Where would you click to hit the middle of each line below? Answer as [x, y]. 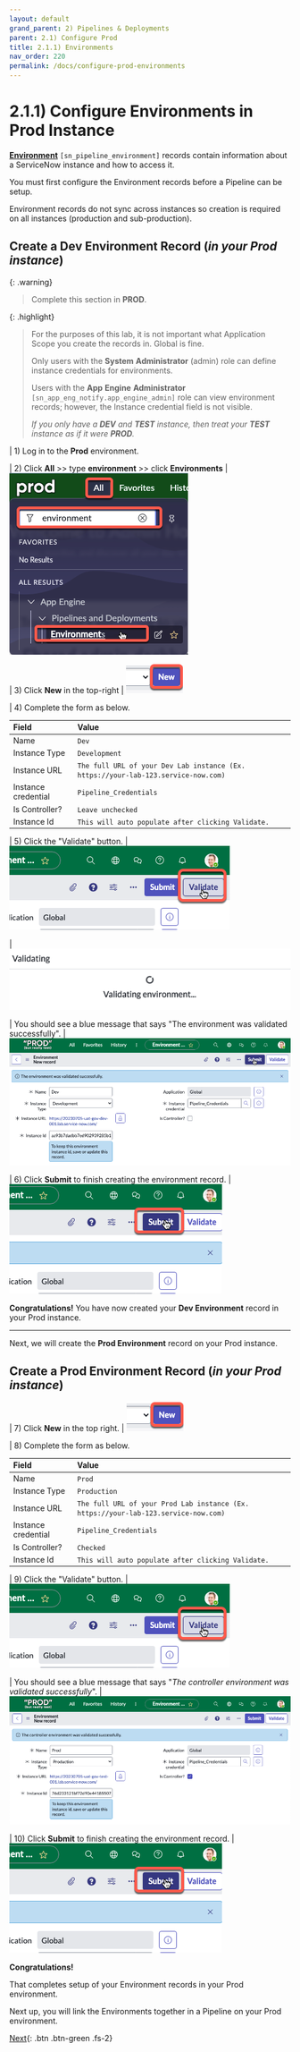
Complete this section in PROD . [89, 299]
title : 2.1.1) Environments [62, 47]
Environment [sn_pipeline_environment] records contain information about [148, 155]
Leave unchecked [108, 810]
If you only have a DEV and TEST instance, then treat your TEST [150, 424]
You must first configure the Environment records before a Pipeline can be [146, 182]
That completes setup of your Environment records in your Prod [126, 1985]
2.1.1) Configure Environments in [131, 111]
